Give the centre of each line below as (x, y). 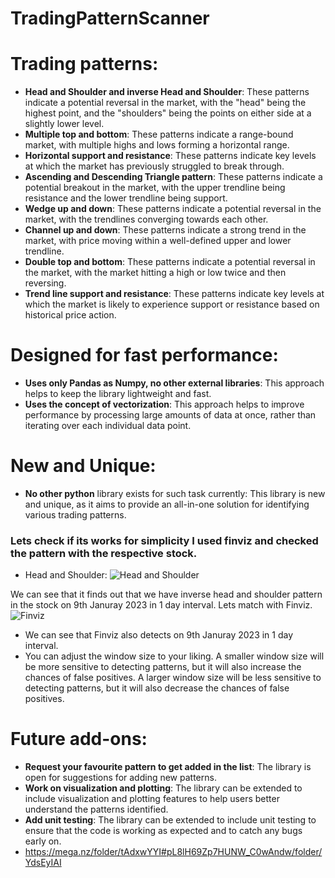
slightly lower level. (64, 124)
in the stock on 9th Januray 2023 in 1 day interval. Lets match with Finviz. (161, 605)
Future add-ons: (79, 739)
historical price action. (70, 315)
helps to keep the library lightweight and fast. (118, 394)
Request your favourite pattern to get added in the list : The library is (168, 767)
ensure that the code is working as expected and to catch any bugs (163, 831)
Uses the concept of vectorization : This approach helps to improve (164, 404)
